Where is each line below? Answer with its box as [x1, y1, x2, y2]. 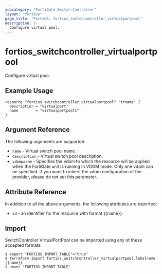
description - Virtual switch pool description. [12, 153, 103, 159]
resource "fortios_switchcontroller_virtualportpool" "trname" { [5, 99, 140, 105]
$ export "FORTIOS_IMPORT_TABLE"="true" [5, 252, 89, 257]
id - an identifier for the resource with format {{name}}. [12, 210, 123, 216]
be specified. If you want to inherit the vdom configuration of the [12, 168, 142, 174]
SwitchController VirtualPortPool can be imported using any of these [5, 237, 143, 243]
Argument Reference [5, 126, 70, 134]
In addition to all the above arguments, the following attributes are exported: [5, 201, 157, 207]
